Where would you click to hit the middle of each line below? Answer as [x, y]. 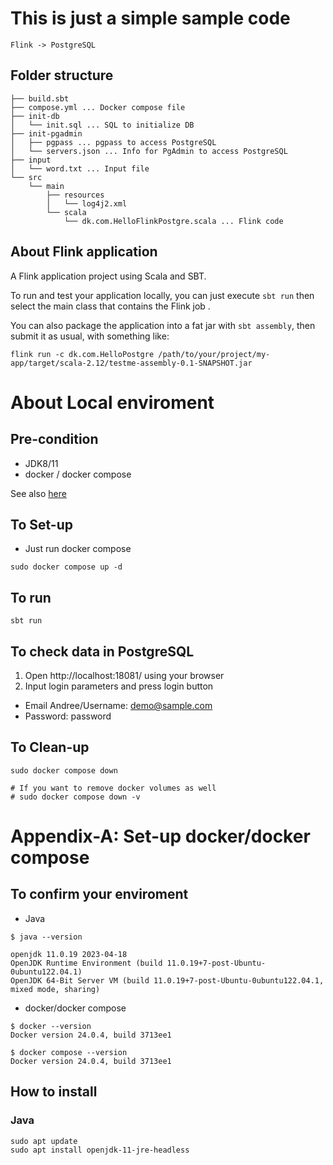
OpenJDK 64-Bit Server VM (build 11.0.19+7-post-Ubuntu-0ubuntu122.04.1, [167, 980]
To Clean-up [50, 747]
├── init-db [35, 116]
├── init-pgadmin [46, 133]
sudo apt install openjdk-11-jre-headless [100, 1150]
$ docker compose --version [69, 1052]
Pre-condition [54, 439]
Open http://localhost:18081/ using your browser [124, 675]
